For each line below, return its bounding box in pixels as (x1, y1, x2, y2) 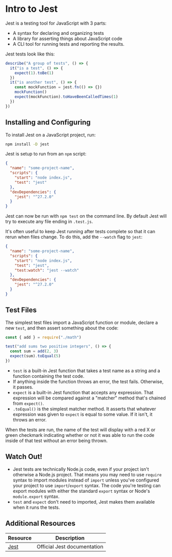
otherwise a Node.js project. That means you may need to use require (12, 471, 162, 477)
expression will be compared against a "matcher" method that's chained (12, 395, 166, 401)
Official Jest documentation (36, 543, 104, 550)
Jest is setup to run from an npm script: (5, 151, 86, 157)
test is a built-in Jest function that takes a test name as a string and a (12, 368, 160, 374)
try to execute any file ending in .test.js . (5, 219, 93, 225)
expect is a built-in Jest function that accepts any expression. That (12, 389, 154, 395)
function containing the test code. (12, 373, 85, 379)
